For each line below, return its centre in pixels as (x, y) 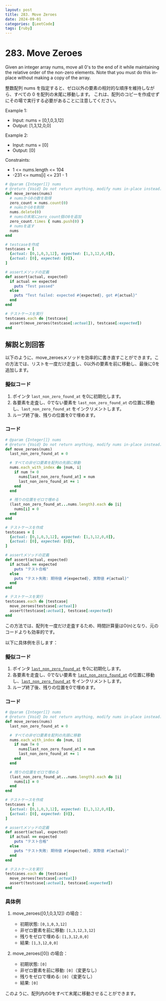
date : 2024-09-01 (23, 19)
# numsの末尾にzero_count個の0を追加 (45, 217)
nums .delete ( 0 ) (25, 212)
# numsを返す (22, 226)
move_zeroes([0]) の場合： (40, 953)
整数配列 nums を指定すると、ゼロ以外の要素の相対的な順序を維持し (75, 88)
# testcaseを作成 (22, 244)
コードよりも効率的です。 (31, 632)
